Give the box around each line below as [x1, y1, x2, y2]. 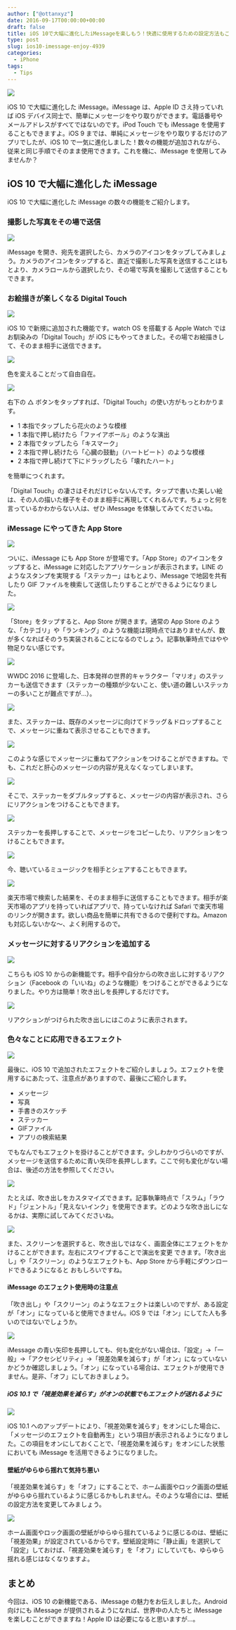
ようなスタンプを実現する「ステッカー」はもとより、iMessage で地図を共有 [7, 571, 227, 580]
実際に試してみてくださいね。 [31, 1211, 118, 1219]
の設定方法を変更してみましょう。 [7, 1500, 105, 1509]
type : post [7, 37, 39, 44]
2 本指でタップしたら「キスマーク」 [17, 439, 122, 447]
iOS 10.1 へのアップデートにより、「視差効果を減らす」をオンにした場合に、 [7, 1422, 225, 1430]
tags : [7, 63, 23, 70]
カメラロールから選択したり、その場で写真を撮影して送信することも [31, 265, 228, 274]
